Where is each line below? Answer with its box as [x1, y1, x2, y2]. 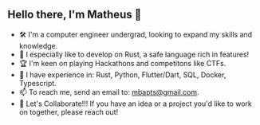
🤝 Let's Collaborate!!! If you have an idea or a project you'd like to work [18, 99, 252, 108]
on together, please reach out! [18, 107, 119, 116]
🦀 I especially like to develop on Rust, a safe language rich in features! [18, 49, 250, 59]
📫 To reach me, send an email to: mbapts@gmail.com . [18, 87, 200, 96]
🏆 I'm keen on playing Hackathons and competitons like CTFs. [18, 58, 227, 68]
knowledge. [18, 41, 58, 50]
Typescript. [18, 78, 57, 88]
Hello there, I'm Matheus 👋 [7, 8, 142, 21]
